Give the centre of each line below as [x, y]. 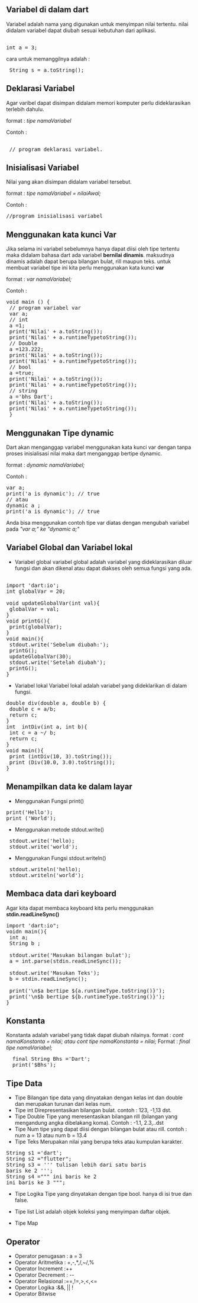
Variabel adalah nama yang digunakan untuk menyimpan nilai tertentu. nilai [97, 24]
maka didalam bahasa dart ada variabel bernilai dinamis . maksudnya [90, 255]
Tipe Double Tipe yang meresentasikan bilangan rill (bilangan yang [96, 1116]
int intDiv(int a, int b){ [47, 727]
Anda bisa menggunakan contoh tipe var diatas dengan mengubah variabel [98, 523]
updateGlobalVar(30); [40, 656]
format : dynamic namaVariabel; [46, 465]
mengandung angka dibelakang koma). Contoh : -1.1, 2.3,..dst [89, 1123]
